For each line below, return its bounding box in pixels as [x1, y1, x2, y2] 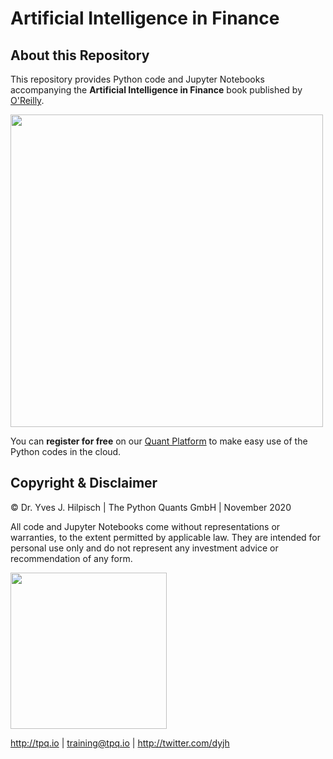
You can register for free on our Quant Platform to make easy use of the [10, 435, 308, 447]
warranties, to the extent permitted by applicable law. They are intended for [10, 531, 321, 543]
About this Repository [10, 47, 150, 64]
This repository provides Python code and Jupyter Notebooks [10, 73, 265, 85]
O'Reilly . [10, 95, 45, 106]
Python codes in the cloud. [10, 446, 122, 457]
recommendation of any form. [10, 552, 133, 564]
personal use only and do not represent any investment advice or [10, 542, 279, 554]
